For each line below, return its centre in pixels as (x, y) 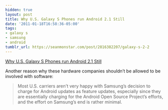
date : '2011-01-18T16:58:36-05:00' (43, 24)
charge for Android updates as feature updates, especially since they (89, 91)
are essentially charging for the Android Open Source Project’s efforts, (90, 96)
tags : (11, 28)
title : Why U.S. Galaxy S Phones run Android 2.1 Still (65, 19)
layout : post (19, 14)
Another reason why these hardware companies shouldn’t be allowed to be (83, 71)
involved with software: (29, 76)
